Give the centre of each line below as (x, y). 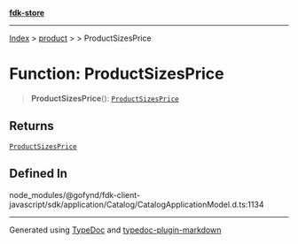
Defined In (39, 174)
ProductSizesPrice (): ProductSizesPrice (105, 98)
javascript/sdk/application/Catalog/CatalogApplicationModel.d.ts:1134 (137, 204)
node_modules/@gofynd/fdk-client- (74, 194)
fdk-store (27, 13)
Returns (32, 126)
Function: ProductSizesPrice (117, 74)
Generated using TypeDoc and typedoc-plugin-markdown (115, 230)
